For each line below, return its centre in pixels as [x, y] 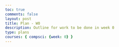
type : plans [17, 32]
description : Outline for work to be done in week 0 [60, 28]
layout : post [18, 19]
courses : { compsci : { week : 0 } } [39, 37]
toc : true [15, 10]
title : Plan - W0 [23, 23]
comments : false [21, 14]
